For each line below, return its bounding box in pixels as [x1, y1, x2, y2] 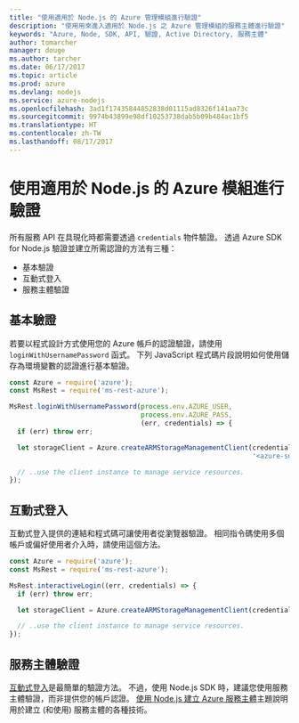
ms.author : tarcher [9, 54, 82, 63]
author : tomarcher [9, 37, 77, 47]
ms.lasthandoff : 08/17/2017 [9, 137, 114, 146]
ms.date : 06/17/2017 [9, 63, 86, 72]
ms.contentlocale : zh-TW [9, 129, 101, 138]
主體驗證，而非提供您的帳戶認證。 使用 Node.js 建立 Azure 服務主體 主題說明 [9, 694, 289, 703]
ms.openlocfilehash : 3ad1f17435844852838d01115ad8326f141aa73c [9, 104, 249, 113]
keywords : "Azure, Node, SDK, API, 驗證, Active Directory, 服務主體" [9, 29, 269, 38]
